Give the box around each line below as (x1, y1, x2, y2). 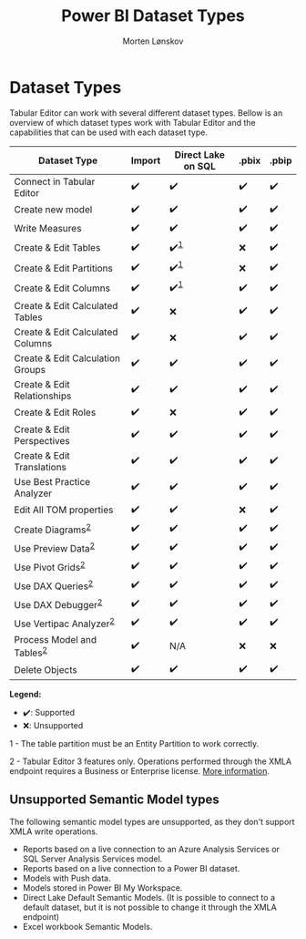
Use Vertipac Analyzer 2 (14, 615, 116, 630)
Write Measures (14, 222, 82, 235)
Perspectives (14, 434, 70, 447)
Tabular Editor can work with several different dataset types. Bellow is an (9, 107, 283, 119)
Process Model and (14, 633, 97, 645)
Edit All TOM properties (14, 503, 114, 516)
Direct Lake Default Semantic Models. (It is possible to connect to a (22, 892, 276, 903)
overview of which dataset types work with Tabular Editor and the (9, 117, 257, 128)
